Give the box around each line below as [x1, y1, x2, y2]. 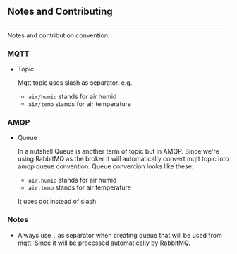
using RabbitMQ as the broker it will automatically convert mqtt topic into [17, 155, 229, 163]
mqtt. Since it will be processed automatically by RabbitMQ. [17, 238, 190, 247]
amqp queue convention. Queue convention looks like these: [17, 162, 194, 171]
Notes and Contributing [7, 6, 113, 18]
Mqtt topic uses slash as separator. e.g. [17, 79, 133, 87]
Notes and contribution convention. [7, 31, 111, 40]
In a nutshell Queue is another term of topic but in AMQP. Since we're [17, 147, 220, 156]
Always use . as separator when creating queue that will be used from [17, 231, 222, 239]
